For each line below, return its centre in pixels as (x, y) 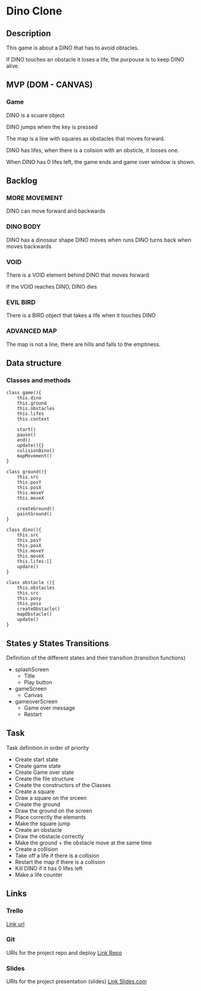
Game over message (49, 708)
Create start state (37, 759)
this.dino (29, 398)
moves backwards (29, 246)
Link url (16, 924)
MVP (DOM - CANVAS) (49, 85)
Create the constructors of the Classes (63, 785)
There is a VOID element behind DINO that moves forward (78, 275)
